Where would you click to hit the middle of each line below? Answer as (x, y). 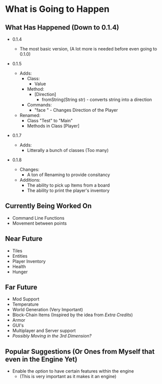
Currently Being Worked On (48, 206)
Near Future (24, 239)
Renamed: (30, 115)
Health (19, 266)
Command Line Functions (38, 218)
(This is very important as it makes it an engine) (68, 377)
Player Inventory (29, 261)
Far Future (21, 287)
